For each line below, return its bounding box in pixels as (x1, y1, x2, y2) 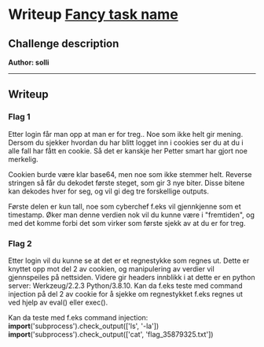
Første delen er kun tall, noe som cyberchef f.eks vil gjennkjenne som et (8, 201, 241, 211)
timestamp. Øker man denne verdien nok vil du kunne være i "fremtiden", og (8, 210, 255, 220)
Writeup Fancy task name (8, 6, 178, 24)
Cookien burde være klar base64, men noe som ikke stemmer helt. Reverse (8, 169, 252, 179)
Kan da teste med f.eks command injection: (8, 312, 148, 322)
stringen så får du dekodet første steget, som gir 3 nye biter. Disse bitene (8, 178, 245, 187)
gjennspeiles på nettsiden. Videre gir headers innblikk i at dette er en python (8, 272, 255, 282)
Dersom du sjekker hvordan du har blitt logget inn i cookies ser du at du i (8, 138, 244, 147)
